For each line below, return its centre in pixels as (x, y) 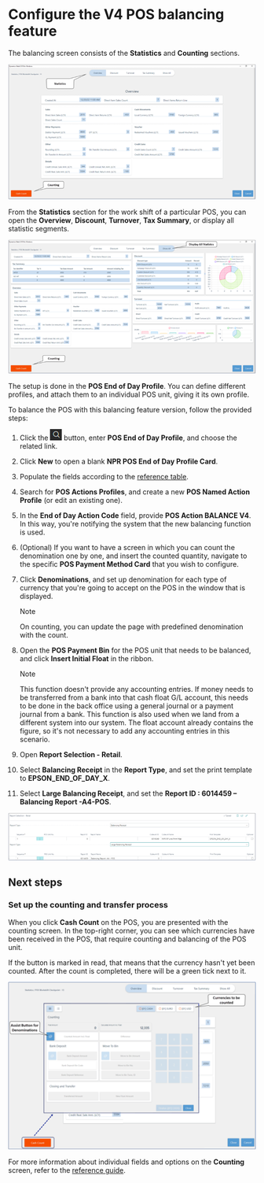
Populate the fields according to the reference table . (104, 477)
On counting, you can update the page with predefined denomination (131, 627)
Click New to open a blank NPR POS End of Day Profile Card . (119, 461)
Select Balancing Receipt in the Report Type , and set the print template (136, 770)
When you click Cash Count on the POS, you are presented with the (118, 922)
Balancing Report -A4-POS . (65, 802)
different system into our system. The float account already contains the (136, 723)
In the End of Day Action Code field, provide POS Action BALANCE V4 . (135, 516)
